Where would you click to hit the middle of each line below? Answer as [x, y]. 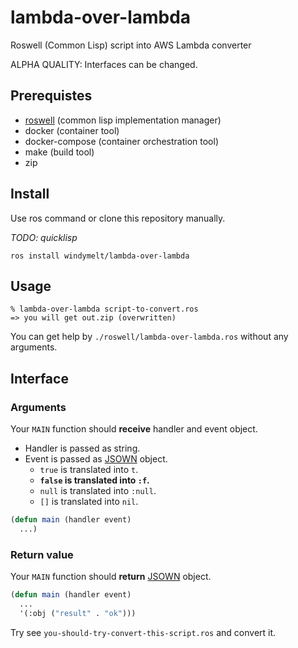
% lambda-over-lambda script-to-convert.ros [104, 309]
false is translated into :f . [94, 480]
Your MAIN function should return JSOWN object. [111, 577]
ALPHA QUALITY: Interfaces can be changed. [104, 64]
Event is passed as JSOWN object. [96, 459]
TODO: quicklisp [44, 237]
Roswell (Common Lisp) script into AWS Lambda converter [131, 45]
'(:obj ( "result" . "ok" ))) [78, 613]
